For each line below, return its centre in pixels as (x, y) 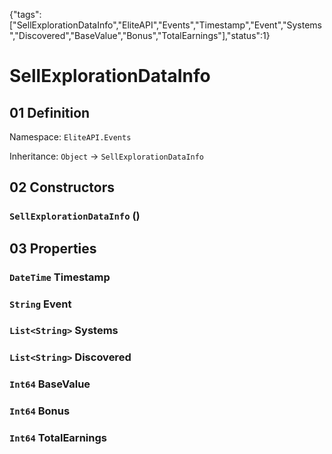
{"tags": (25, 14)
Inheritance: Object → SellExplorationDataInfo (107, 156)
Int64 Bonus (40, 411)
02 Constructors (62, 187)
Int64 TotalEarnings (58, 438)
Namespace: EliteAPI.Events (70, 137)
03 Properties (53, 248)
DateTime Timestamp (60, 277)
